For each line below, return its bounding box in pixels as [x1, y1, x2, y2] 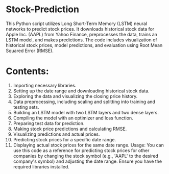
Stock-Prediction [6, 4, 80, 15]
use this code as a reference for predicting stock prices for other [13, 147, 150, 154]
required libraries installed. [13, 163, 69, 169]
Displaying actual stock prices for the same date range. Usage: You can [13, 142, 164, 148]
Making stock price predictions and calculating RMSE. [13, 126, 127, 132]
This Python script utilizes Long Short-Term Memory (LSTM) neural [6, 20, 148, 27]
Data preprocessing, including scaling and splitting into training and [13, 98, 155, 105]
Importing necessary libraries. [13, 82, 77, 88]
